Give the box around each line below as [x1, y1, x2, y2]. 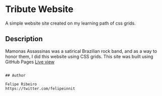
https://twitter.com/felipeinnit [5, 86, 75, 91]
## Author [5, 73, 26, 78]
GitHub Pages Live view [5, 59, 55, 65]
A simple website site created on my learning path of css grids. [5, 20, 136, 26]
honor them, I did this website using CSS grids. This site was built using [5, 53, 153, 59]
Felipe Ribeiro [5, 81, 37, 86]
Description [5, 35, 43, 43]
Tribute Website [5, 4, 74, 15]
